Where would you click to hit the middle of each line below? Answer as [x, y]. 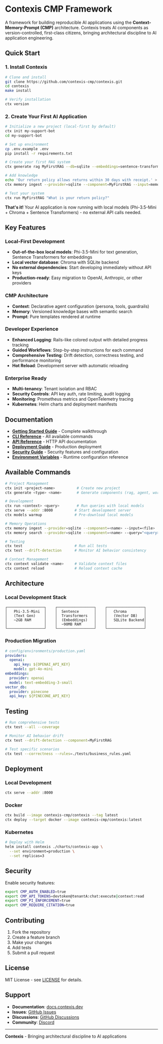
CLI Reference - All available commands [52, 436]
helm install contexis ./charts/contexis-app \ [54, 847]
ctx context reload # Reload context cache [64, 568]
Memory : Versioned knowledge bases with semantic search [72, 311]
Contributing [25, 920]
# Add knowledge [21, 176]
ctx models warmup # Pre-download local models [69, 515]
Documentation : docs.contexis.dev [48, 1007]
